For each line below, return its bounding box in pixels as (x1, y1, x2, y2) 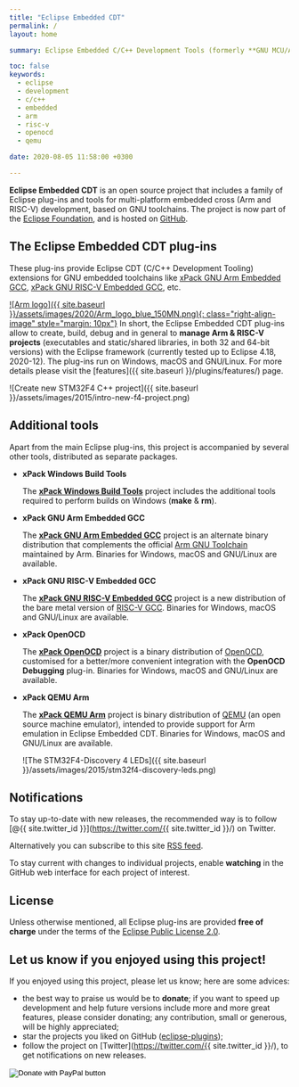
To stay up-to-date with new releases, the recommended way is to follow (9, 813, 278, 825)
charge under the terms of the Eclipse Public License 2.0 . (9, 926, 221, 937)
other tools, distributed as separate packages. (9, 451, 178, 462)
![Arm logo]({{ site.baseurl (9, 299, 105, 309)
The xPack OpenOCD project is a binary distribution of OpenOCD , (21, 646, 264, 656)
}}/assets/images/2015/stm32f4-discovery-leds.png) (21, 764, 216, 775)
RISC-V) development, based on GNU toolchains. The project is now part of (9, 203, 287, 214)
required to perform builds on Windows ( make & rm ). (21, 495, 217, 506)
